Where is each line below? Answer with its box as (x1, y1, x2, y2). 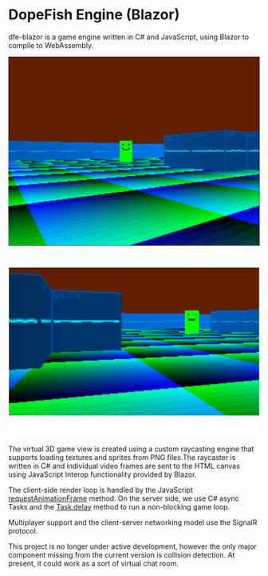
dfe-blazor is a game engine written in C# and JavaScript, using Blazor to (8, 32, 250, 42)
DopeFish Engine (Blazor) (8, 6, 180, 24)
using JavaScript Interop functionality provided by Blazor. (8, 470, 197, 479)
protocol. (8, 526, 38, 535)
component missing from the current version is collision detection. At (8, 550, 235, 559)
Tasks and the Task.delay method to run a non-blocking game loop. (8, 502, 231, 511)
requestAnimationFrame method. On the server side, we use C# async (8, 494, 239, 503)
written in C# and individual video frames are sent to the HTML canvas (8, 461, 241, 470)
